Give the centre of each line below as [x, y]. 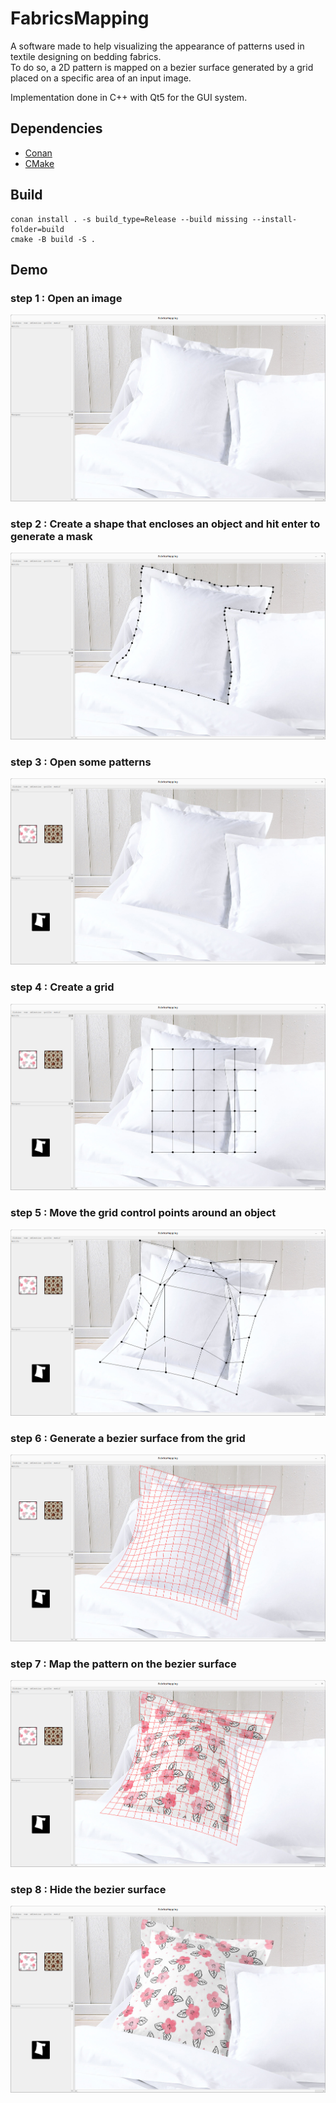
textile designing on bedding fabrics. [86, 56]
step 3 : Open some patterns [81, 762]
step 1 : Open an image [66, 298]
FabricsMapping [80, 18]
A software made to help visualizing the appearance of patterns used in [157, 46]
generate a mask [51, 536]
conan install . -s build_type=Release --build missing [129, 219]
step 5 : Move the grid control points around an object [143, 1213]
